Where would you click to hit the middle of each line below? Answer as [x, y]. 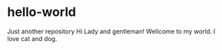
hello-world [42, 12]
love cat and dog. [32, 38]
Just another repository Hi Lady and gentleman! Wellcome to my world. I [111, 31]
